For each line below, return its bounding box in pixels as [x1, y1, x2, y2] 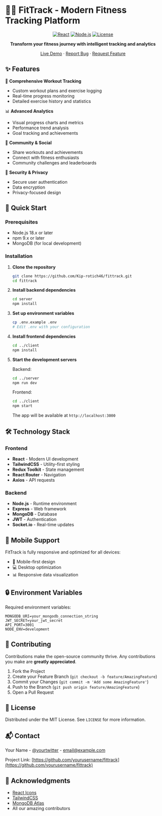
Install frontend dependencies [12, 333, 76, 339]
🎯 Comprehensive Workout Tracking [5, 78, 81, 84]
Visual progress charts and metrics [12, 119, 84, 125]
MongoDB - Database [12, 511, 57, 517]
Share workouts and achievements [12, 149, 83, 155]
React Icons [12, 790, 37, 796]
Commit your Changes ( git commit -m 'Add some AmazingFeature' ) [12, 678, 149, 685]
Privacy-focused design [12, 189, 61, 195]
